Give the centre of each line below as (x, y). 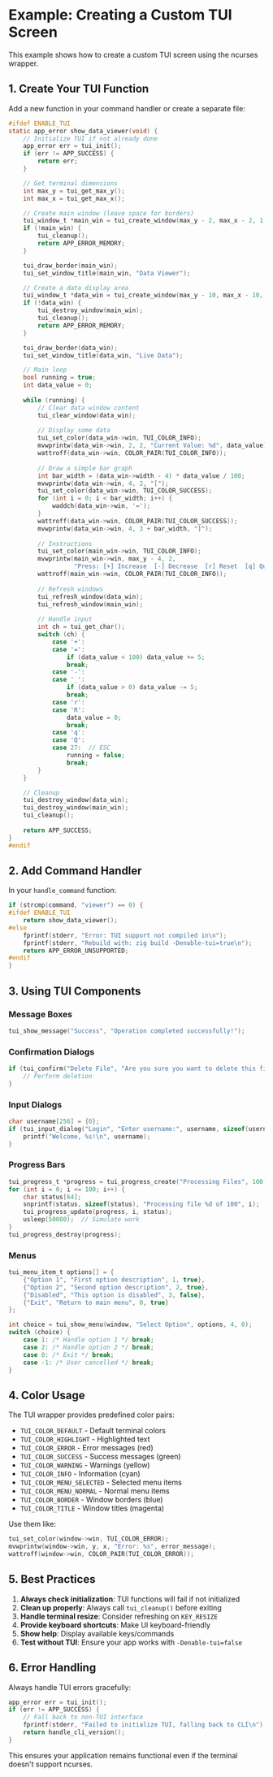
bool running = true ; (59, 378)
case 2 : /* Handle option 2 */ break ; (89, 1347)
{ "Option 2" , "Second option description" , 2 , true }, (116, 1287)
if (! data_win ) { (52, 303)
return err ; (58, 161)
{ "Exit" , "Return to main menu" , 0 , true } (96, 1302)
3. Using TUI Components (75, 991)
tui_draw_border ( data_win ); (70, 348)
